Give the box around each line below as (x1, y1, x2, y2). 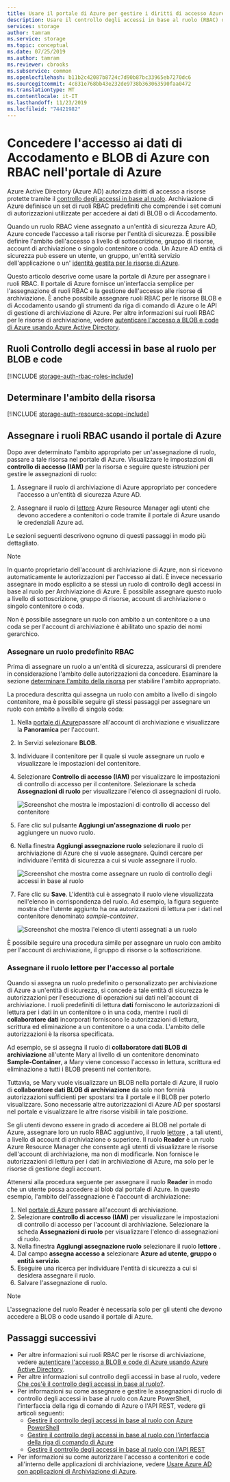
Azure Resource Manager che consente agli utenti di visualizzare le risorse (7, 1142, 218, 1151)
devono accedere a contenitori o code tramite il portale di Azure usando (16, 511, 220, 519)
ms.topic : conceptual (7, 42, 69, 49)
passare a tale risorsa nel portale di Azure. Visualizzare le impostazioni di (7, 456, 214, 464)
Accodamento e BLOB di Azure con (7, 150, 210, 165)
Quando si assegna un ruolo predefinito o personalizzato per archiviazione (7, 978, 218, 987)
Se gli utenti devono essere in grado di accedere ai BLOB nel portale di (7, 1120, 207, 1129)
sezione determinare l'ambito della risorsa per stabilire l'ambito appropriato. (7, 677, 221, 685)
